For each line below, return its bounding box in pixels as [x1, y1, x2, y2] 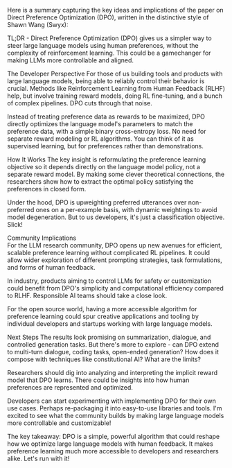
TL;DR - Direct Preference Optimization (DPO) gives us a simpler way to [7, 34, 213, 42]
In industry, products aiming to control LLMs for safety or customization [7, 277, 212, 285]
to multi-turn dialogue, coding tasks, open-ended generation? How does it [7, 348, 220, 356]
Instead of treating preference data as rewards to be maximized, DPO [7, 112, 206, 121]
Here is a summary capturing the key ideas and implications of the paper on [7, 6, 224, 14]
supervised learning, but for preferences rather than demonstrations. [7, 142, 204, 150]
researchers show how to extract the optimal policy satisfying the [7, 177, 194, 186]
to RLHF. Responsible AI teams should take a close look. [7, 291, 168, 300]
